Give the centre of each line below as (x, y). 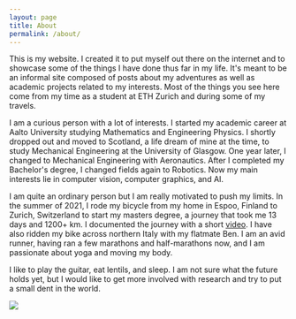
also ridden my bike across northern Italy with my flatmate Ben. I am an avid (147, 234)
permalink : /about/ (45, 34)
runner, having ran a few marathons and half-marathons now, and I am (137, 243)
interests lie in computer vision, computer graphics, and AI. (116, 179)
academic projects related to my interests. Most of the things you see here (144, 87)
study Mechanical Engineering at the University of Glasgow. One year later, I (148, 151)
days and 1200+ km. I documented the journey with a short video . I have (140, 224)
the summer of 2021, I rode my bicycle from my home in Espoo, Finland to (144, 206)
